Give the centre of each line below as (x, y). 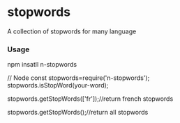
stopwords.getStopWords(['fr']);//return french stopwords (90, 99)
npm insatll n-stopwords (42, 65)
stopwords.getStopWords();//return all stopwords (78, 113)
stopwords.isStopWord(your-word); (58, 85)
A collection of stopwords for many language (72, 31)
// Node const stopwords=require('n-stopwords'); (78, 78)
